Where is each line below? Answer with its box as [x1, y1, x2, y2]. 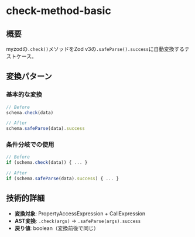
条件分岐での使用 [6, 140, 54, 149]
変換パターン [6, 71, 52, 81]
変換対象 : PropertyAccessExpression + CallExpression [14, 209, 146, 217]
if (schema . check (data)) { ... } [6, 160, 88, 166]
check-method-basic [6, 4, 111, 18]
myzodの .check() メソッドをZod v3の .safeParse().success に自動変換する [6, 46, 185, 52]
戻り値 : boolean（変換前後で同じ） [14, 224, 99, 232]
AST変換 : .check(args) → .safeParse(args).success [14, 217, 141, 224]
